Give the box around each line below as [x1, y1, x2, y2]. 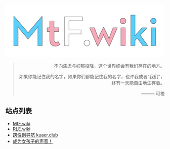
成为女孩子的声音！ [12, 138, 53, 144]
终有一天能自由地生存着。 [111, 80, 165, 86]
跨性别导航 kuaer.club [12, 132, 58, 138]
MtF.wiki [12, 120, 30, 126]
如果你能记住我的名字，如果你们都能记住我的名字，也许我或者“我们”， [19, 73, 165, 79]
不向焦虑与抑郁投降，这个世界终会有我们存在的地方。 [54, 63, 165, 69]
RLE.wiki [12, 126, 31, 132]
